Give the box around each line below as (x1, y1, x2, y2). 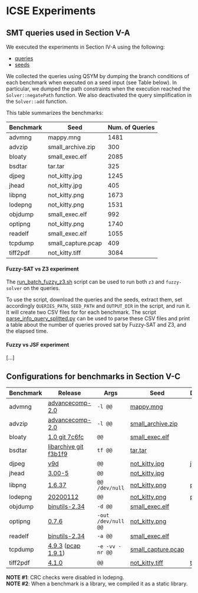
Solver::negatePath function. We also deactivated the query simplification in (6, 92, 192, 98)
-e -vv (97, 543, 116, 550)
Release (58, 389, 81, 397)
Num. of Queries (107, 123, 155, 131)
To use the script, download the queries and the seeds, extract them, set (6, 296, 183, 303)
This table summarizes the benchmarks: (6, 109, 104, 116)
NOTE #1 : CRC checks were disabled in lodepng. (6, 574, 125, 581)
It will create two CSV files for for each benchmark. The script (6, 309, 156, 316)
